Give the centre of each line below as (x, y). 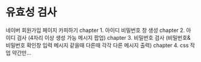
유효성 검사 (31, 12)
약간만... (21, 52)
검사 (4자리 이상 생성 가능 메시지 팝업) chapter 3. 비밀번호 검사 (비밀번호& (104, 37)
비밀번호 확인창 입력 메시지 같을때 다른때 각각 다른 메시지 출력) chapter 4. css (97, 45)
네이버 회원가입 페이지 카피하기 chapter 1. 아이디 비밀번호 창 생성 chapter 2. (95, 30)
